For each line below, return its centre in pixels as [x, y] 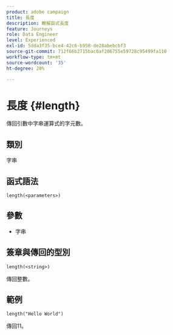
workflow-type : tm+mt [34, 57]
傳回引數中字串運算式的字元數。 [46, 124]
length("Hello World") [35, 314]
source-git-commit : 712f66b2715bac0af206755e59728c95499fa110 [86, 52]
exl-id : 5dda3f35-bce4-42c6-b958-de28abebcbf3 [66, 46]
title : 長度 [20, 18]
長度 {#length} [43, 105]
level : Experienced [31, 40]
